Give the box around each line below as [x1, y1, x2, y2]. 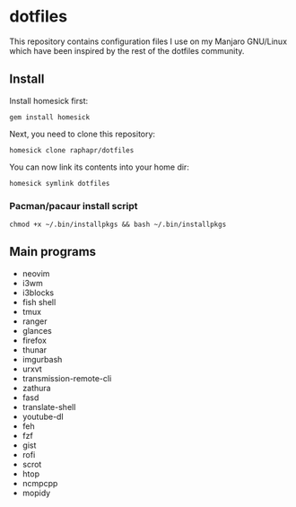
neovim [22, 267, 50, 279]
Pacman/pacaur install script [9, 199, 138, 212]
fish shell [22, 296, 57, 307]
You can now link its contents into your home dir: [9, 162, 190, 172]
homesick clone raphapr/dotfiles [9, 145, 135, 154]
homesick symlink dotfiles [9, 179, 110, 188]
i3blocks [22, 287, 55, 298]
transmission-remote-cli [22, 372, 112, 383]
